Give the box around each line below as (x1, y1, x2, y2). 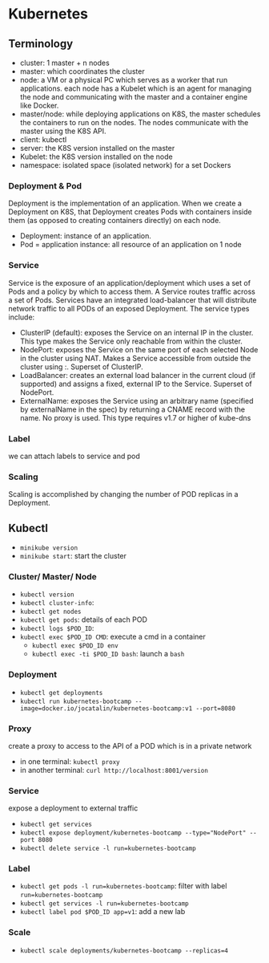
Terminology (8, 37, 74, 51)
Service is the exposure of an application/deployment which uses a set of (8, 278, 251, 287)
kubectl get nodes (19, 607, 82, 616)
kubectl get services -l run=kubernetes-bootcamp (19, 900, 190, 908)
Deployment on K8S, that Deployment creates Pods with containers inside (8, 207, 252, 217)
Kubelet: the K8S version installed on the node (19, 152, 174, 161)
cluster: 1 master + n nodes (19, 58, 110, 67)
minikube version (19, 544, 78, 552)
